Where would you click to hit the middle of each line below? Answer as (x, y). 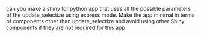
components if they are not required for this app (66, 27)
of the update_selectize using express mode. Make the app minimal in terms (100, 15)
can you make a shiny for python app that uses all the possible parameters (99, 9)
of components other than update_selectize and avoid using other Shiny (95, 21)
